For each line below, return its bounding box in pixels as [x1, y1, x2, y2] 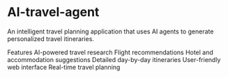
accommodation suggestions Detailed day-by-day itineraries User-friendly [7, 55, 221, 63]
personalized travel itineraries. [7, 34, 94, 42]
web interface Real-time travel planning [7, 63, 121, 71]
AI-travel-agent [7, 4, 100, 20]
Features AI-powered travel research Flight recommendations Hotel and [7, 48, 214, 56]
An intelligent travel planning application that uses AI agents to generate [7, 27, 214, 36]
